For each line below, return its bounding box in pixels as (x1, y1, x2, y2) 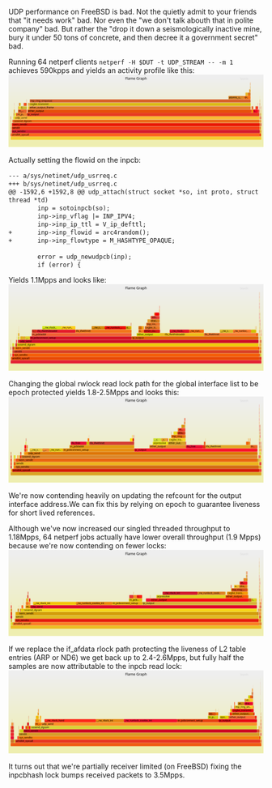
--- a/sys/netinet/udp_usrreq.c (8, 172, 117, 181)
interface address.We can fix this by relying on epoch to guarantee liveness (8, 499, 261, 509)
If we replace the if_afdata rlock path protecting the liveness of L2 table (8, 644, 247, 654)
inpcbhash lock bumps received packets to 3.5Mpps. (8, 769, 185, 780)
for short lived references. (8, 508, 96, 518)
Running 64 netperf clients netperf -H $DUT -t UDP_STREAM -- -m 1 (8, 57, 233, 66)
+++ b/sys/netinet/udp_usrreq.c (8, 180, 117, 189)
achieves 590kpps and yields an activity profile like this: (8, 66, 195, 75)
